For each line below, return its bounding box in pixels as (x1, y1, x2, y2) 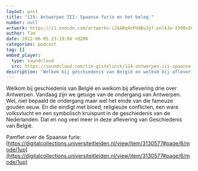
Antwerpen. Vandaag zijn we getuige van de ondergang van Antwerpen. (6, 91, 181, 98)
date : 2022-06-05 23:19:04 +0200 (6, 36, 88, 42)
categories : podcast (6, 42, 57, 48)
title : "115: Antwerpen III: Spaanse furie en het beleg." (6, 14, 154, 20)
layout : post (6, 8, 38, 15)
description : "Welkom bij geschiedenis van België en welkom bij (6, 69, 170, 75)
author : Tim (6, 31, 35, 36)
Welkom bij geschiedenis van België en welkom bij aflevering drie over (6, 85, 177, 92)
